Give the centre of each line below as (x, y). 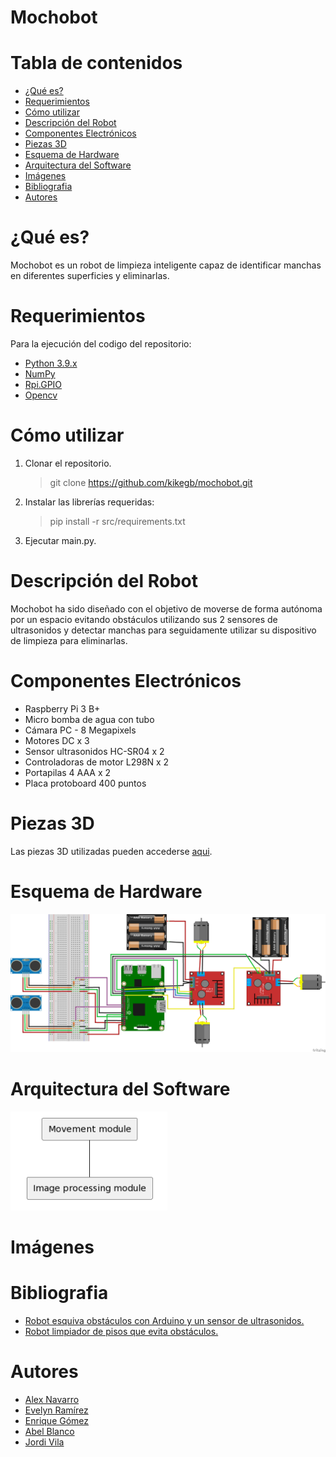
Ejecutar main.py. (60, 540)
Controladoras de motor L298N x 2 (97, 762)
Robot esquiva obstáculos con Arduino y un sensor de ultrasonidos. (164, 1321)
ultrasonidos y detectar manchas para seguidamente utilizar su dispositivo (163, 630)
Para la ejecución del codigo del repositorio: (101, 344)
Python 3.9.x (51, 363)
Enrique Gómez (57, 1421)
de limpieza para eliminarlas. (69, 640)
